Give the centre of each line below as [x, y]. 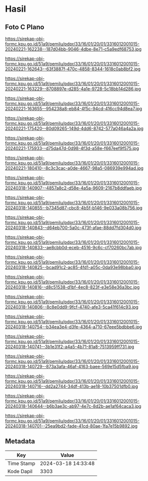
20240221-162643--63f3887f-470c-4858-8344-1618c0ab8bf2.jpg [73, 69]
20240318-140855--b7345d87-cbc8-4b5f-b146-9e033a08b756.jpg [74, 208]
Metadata [20, 441]
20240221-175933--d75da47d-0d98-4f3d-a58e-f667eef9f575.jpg [72, 148]
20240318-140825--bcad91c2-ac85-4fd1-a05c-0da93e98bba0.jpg [73, 267]
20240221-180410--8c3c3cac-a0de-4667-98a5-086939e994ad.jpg [74, 168]
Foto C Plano [25, 27]
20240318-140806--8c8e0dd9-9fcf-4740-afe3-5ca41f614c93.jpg [72, 307]
